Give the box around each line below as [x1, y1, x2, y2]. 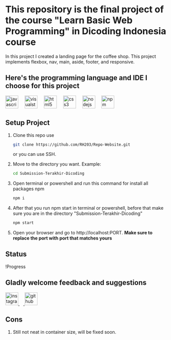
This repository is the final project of [5, 4, 164, 15]
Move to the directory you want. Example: [12, 161, 101, 167]
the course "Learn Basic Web [5, 14, 132, 26]
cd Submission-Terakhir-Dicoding [12, 171, 85, 176]
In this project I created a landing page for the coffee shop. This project [5, 53, 157, 59]
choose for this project [5, 82, 80, 90]
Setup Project [5, 118, 50, 127]
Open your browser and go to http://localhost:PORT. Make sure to [12, 230, 153, 236]
